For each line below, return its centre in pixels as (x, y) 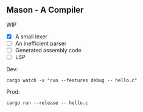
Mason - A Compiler (45, 10)
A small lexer (31, 37)
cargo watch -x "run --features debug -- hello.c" (72, 81)
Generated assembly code (48, 50)
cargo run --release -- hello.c (47, 103)
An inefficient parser (41, 43)
